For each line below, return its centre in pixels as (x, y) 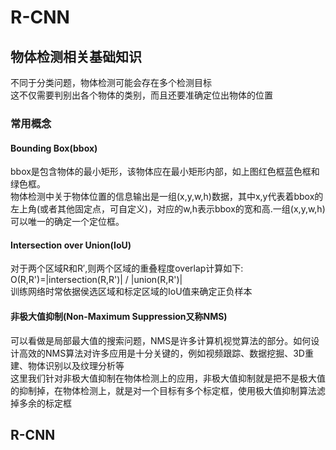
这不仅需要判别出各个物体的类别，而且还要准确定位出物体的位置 (141, 95)
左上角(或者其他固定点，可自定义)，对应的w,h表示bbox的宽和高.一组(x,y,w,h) (168, 209)
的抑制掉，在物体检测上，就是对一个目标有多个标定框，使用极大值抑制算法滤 (168, 390)
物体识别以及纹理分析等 (76, 365)
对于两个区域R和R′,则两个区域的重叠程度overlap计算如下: (127, 268)
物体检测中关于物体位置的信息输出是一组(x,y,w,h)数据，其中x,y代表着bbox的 (167, 197)
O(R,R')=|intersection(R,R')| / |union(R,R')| (96, 280)
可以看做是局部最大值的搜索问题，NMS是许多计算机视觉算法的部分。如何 (161, 340)
